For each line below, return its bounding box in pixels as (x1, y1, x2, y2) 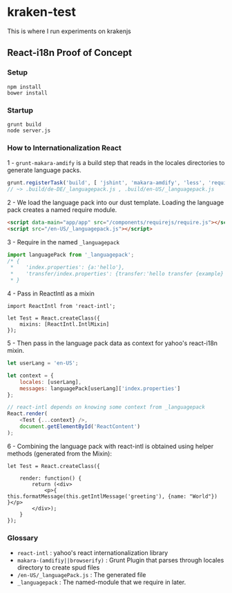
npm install (7, 84, 41, 90)
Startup (7, 105, 33, 115)
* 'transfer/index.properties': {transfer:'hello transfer (10, 271, 193, 278)
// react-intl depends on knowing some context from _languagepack (7, 404, 206, 411)
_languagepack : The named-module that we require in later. (17, 578, 186, 587)
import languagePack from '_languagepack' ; (7, 251, 135, 258)
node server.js (7, 127, 51, 134)
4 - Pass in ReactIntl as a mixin (7, 289, 95, 298)
